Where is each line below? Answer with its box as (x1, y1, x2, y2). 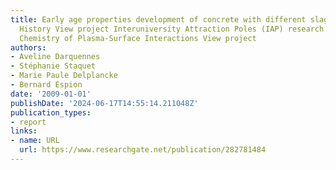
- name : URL (10, 136, 60, 146)
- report (10, 117, 47, 127)
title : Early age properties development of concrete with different (10, 14, 307, 25)
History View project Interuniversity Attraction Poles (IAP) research (19, 24, 325, 34)
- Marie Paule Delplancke (10, 71, 118, 81)
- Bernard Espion (10, 80, 83, 90)
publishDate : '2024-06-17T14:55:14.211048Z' (10, 98, 199, 108)
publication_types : (10, 107, 92, 118)
